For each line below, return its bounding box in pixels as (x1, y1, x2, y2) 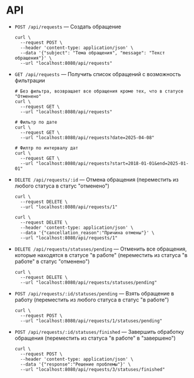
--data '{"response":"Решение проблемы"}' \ (20, 361, 131, 367)
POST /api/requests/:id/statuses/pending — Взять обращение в (14, 290, 175, 297)
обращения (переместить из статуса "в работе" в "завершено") (14, 334, 176, 341)
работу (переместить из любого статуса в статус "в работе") (14, 296, 169, 303)
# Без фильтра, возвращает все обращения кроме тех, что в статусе (14, 88, 183, 94)
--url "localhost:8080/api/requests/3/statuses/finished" (20, 366, 165, 372)
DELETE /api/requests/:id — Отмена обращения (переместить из (14, 176, 179, 183)
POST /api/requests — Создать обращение (14, 23, 122, 30)
